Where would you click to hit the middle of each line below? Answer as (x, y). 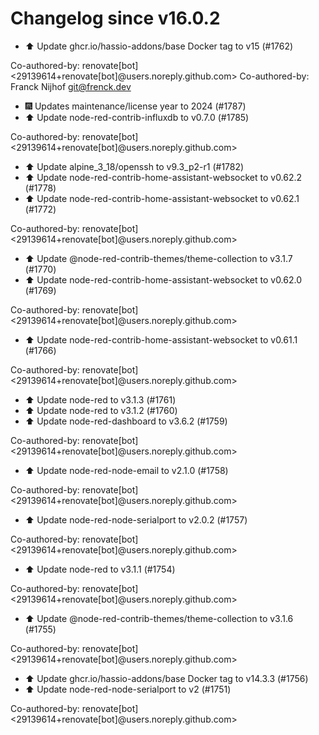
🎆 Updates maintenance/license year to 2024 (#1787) (135, 106)
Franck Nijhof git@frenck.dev (71, 86)
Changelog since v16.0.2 (115, 18)
